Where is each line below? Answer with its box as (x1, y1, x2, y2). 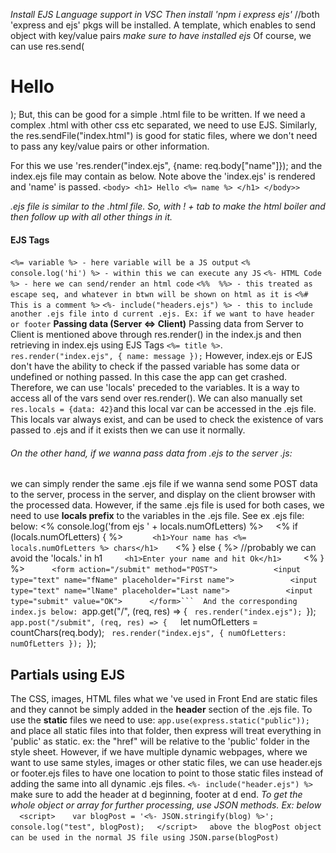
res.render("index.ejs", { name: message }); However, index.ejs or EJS (10, 350, 313, 362)
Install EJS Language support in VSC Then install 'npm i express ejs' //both (10, 9, 320, 20)
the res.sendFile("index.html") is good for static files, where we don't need (10, 129, 318, 141)
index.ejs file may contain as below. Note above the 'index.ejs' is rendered (10, 170, 316, 182)
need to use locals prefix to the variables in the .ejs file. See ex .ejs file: (10, 510, 305, 522)
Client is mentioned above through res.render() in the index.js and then (10, 329, 302, 341)
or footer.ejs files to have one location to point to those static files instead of (10, 767, 324, 779)
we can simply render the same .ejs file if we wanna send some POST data (10, 478, 318, 490)
